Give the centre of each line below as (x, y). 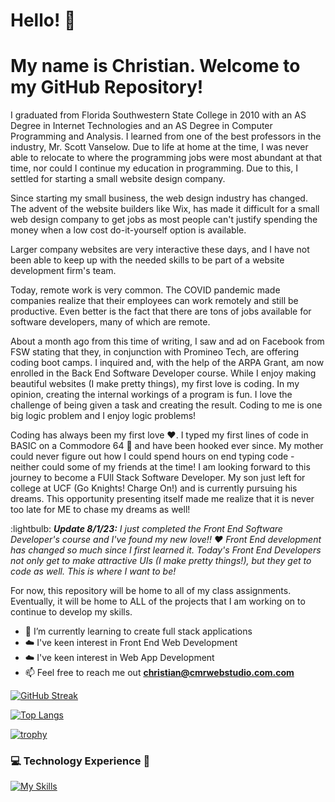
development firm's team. (63, 271)
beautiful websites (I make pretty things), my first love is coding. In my (155, 384)
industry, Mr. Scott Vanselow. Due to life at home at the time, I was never (159, 147)
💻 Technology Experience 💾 (80, 761)
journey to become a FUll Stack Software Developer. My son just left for (158, 478)
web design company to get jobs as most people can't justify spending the (164, 220)
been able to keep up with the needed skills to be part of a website (147, 260)
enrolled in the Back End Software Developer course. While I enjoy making (163, 373)
